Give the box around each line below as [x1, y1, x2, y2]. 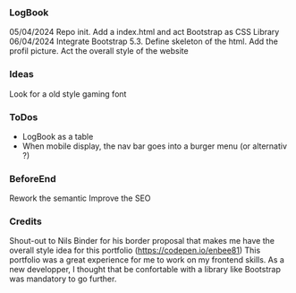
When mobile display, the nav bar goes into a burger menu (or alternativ [21, 141, 288, 151]
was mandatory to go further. [9, 273, 117, 284]
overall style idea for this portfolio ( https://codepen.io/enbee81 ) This [9, 245, 261, 256]
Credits [9, 215, 42, 228]
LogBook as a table [21, 131, 94, 142]
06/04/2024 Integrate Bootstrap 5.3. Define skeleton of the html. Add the [9, 36, 279, 47]
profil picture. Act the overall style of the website [9, 46, 190, 56]
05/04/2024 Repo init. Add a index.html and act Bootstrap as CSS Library [9, 27, 280, 38]
